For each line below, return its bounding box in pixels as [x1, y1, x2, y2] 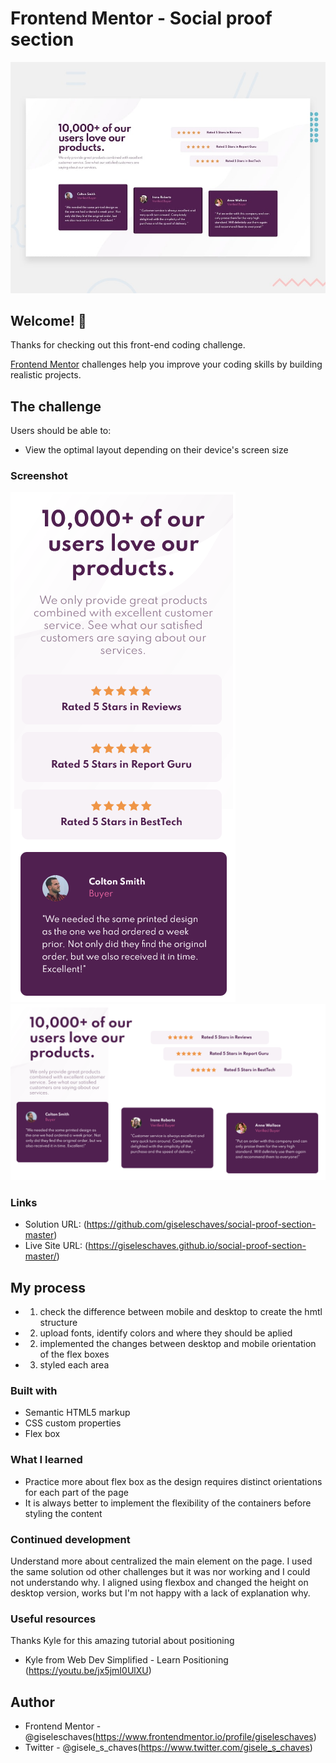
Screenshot [10, 469, 68, 483]
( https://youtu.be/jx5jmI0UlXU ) [24, 1665, 152, 1677]
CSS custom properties [24, 1417, 122, 1429]
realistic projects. [10, 369, 82, 381]
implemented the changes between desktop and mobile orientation [39, 1338, 317, 1350]
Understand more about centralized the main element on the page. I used [10, 1555, 313, 1567]
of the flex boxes [39, 1348, 110, 1361]
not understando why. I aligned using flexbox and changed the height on [10, 1576, 309, 1588]
